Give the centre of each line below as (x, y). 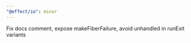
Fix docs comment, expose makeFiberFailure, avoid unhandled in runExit (95, 28)
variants (16, 34)
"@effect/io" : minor (32, 11)
